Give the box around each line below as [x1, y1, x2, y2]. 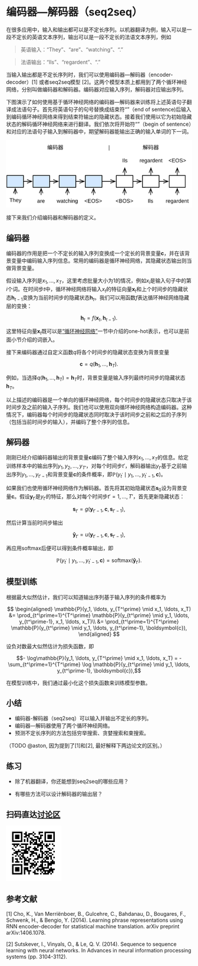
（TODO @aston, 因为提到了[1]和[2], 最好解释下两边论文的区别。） [6, 742, 166, 749]
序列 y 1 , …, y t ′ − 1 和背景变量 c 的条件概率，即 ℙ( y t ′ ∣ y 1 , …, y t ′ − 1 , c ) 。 [11, 471, 166, 479]
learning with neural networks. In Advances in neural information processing [6, 947, 192, 954]
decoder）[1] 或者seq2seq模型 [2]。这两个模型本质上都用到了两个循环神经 [6, 78, 187, 86]
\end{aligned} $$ [78, 630, 120, 638]
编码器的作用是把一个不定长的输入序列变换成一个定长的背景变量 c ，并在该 [6, 250, 185, 257]
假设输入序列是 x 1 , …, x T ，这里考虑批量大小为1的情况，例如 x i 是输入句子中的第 [6, 277, 192, 286]
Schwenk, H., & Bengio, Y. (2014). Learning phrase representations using [6, 916, 183, 923]
